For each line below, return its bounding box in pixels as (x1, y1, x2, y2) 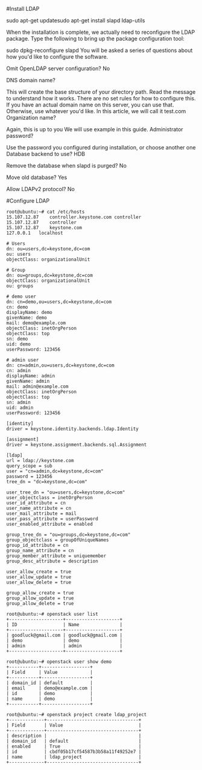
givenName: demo (6, 315, 47, 321)
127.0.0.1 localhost (6, 230, 63, 236)
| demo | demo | (6, 638, 122, 644)
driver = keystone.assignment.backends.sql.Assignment (6, 442, 147, 448)
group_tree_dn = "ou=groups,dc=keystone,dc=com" (6, 532, 131, 538)
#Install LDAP (6, 5, 40, 12)
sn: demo (6, 336, 28, 342)
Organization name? (6, 114, 56, 121)
